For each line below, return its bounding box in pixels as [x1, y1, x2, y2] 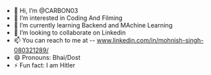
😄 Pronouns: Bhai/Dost [13, 54, 81, 61]
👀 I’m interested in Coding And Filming [13, 14, 123, 22]
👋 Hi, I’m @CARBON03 [13, 7, 79, 14]
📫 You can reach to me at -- [13, 36, 95, 44]
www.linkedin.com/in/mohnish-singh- [96, 36, 204, 44]
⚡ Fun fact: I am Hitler [13, 61, 76, 69]
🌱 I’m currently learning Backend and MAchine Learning [13, 21, 173, 29]
